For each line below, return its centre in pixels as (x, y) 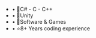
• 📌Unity (22, 15)
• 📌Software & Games (39, 22)
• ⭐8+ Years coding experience (51, 28)
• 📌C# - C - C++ (32, 9)
